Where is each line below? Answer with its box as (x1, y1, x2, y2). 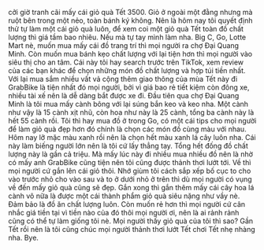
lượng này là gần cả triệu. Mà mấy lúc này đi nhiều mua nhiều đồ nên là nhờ (8, 149, 254, 159)
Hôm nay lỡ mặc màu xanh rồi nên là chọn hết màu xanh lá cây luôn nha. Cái (8, 133, 256, 142)
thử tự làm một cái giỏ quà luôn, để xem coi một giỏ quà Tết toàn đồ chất (8, 24, 244, 33)
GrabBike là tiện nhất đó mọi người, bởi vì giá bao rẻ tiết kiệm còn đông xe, (8, 83, 250, 92)
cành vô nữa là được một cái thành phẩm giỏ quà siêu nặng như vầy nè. (8, 191, 240, 200)
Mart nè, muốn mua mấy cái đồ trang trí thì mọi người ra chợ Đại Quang (8, 41, 239, 50)
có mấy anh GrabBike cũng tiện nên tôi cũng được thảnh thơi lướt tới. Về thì (8, 158, 251, 167)
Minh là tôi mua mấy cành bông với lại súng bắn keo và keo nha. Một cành (8, 99, 249, 108)
